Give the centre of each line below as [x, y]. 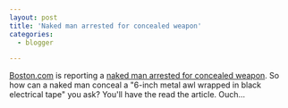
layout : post [34, 17]
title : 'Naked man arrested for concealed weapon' [106, 26]
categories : [31, 34]
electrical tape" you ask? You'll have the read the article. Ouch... [127, 95]
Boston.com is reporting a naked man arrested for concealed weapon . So [144, 76]
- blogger [35, 42]
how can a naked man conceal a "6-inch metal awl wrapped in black [136, 85]
